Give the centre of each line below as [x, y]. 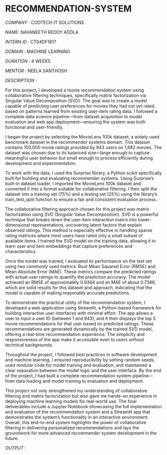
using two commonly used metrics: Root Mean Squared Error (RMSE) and [80, 266]
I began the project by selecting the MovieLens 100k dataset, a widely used [82, 137]
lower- [145, 219]
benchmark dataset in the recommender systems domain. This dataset [78, 142]
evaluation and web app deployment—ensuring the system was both [75, 122]
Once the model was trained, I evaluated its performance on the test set [79, 261]
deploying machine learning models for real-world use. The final [71, 401]
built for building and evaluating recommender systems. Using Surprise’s [80, 178]
